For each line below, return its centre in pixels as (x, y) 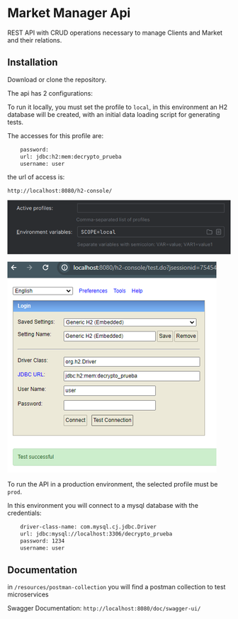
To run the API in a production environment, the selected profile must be (113, 484)
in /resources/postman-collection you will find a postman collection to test (117, 587)
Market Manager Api (69, 13)
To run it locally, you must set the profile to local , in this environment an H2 (118, 107)
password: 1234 (42, 541)
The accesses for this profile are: (56, 135)
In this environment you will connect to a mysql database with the (103, 506)
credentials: (24, 513)
